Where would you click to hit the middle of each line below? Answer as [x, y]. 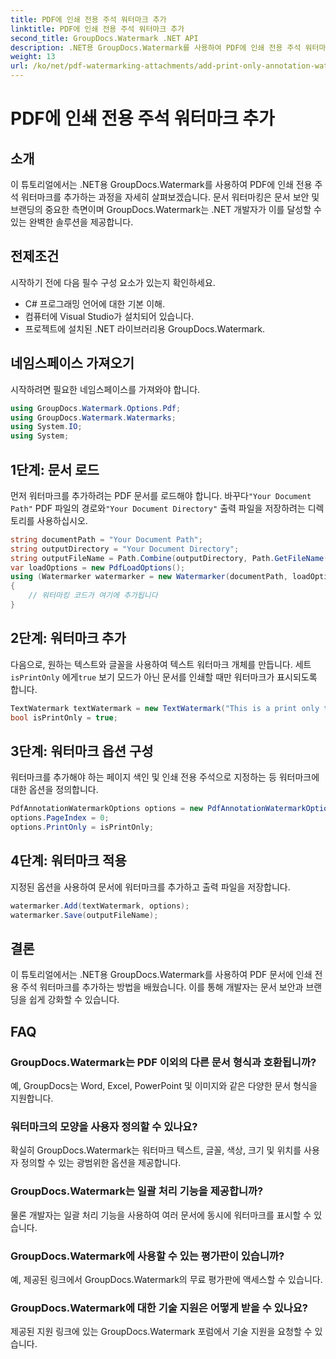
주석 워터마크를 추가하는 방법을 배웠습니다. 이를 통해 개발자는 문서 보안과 [162, 987]
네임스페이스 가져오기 [72, 363]
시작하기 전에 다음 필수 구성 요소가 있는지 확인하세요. [113, 282]
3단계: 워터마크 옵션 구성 [82, 751]
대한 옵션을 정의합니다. [54, 790]
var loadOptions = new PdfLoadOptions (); [98, 567]
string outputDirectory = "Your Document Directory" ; [125, 549]
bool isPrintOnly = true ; [64, 717]
